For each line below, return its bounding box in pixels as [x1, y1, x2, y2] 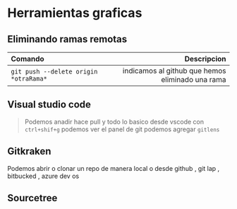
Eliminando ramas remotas [7, 33, 128, 45]
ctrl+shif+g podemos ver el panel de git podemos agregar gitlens [24, 125, 220, 133]
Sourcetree [7, 192, 58, 204]
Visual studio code [7, 99, 92, 111]
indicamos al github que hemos [122, 66, 226, 76]
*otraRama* [11, 75, 47, 83]
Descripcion [184, 54, 226, 64]
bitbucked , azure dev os [7, 172, 80, 180]
